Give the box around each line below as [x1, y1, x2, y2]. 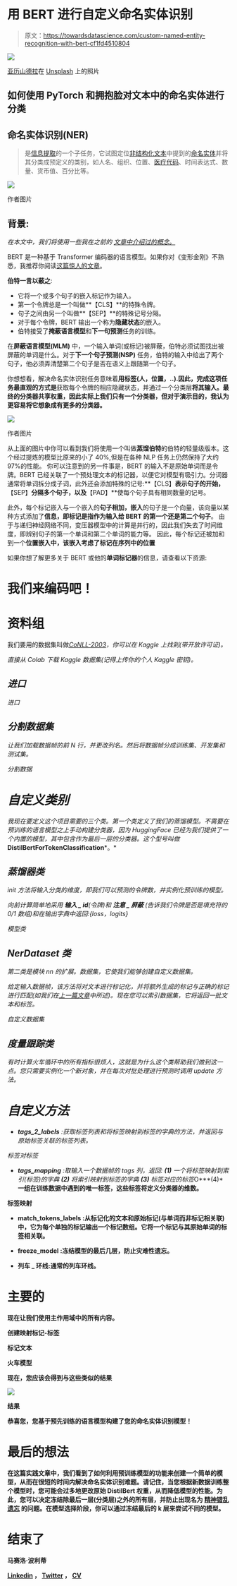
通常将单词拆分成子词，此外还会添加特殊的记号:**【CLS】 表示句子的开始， [7, 479, 225, 488]
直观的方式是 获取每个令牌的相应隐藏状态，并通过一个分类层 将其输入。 [19, 383, 223, 392]
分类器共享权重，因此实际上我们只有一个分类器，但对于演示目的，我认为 [19, 392, 229, 400]
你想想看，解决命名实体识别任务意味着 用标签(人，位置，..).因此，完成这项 [7, 374, 222, 383]
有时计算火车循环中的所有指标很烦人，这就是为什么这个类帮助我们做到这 [7, 1058, 217, 1067]
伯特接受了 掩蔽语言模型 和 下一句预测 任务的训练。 [17, 326, 160, 335]
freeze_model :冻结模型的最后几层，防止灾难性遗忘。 [17, 1246, 174, 1255]
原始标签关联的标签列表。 [17, 1136, 92, 1145]
